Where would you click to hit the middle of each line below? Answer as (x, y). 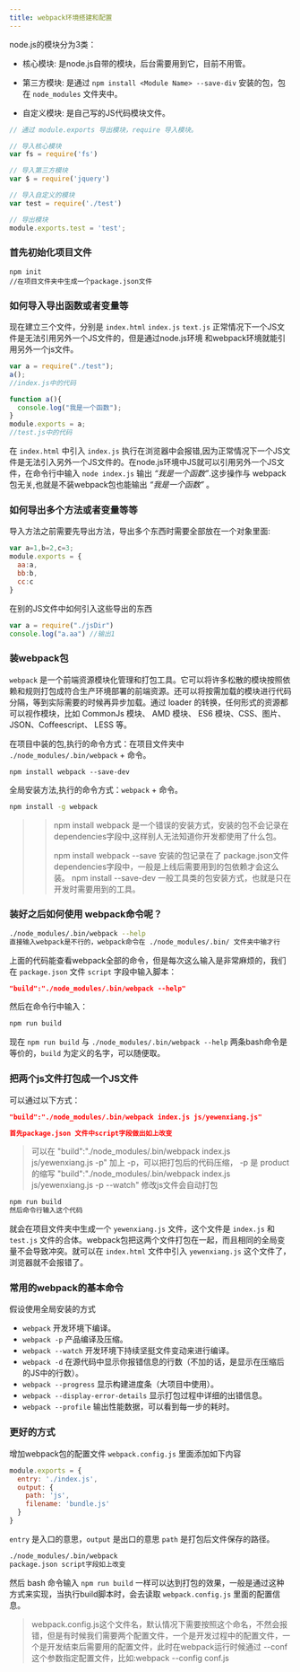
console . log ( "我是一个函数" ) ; (70, 408)
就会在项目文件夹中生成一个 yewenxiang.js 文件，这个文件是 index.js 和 (142, 1229)
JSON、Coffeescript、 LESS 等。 (71, 725)
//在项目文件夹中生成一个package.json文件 (81, 281)
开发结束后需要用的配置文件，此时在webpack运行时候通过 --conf (167, 1646)
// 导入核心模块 (35, 146)
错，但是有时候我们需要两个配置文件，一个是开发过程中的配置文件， (157, 1635)
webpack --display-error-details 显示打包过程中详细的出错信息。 (144, 1395)
